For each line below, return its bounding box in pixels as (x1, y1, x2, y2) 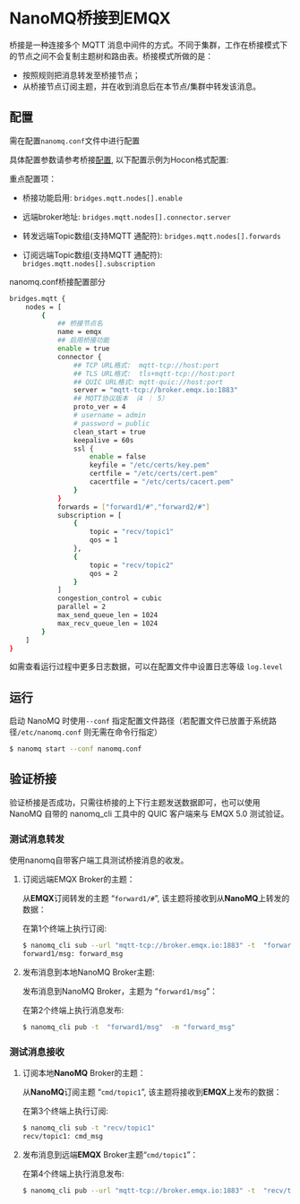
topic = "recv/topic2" (89, 561, 175, 570)
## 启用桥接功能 (56, 336, 110, 345)
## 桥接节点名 (56, 319, 103, 328)
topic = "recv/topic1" (89, 528, 175, 537)
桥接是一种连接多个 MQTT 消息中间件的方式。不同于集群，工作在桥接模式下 (9, 39, 288, 50)
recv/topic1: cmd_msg (21, 1131, 103, 1140)
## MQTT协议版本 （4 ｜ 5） (73, 394, 168, 403)
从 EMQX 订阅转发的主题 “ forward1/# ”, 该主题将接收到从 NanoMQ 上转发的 (21, 893, 290, 904)
